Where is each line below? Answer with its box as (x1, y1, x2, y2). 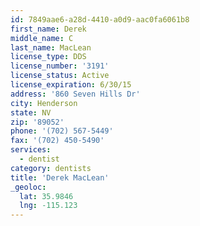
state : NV (10, 107, 52, 118)
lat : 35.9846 (19, 191, 74, 201)
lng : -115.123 (19, 201, 78, 211)
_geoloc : (10, 182, 47, 192)
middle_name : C (10, 33, 74, 43)
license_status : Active (10, 71, 110, 81)
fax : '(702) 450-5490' (10, 136, 105, 146)
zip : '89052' (10, 117, 65, 127)
